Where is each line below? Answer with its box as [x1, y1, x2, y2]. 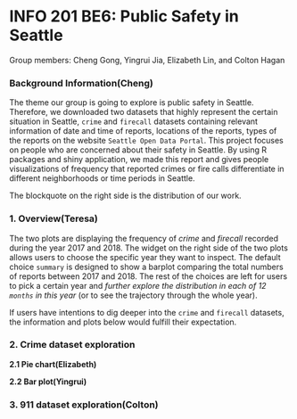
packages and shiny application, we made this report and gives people [9, 154, 269, 165]
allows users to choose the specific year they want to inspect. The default [9, 251, 281, 262]
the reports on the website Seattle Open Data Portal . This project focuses [9, 136, 284, 146]
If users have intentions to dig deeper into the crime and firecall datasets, [9, 307, 285, 317]
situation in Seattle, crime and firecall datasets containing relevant [9, 116, 259, 127]
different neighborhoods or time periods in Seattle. [9, 173, 195, 184]
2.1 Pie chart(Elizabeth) [9, 358, 97, 369]
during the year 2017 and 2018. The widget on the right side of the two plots [9, 242, 288, 253]
